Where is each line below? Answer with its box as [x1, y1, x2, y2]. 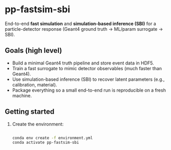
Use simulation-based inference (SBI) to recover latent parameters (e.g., [12, 76, 165, 82]
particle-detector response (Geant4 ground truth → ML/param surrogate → [5, 26, 163, 32]
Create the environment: [12, 121, 64, 127]
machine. [12, 92, 32, 98]
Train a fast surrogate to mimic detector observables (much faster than [12, 65, 162, 71]
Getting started [5, 108, 55, 116]
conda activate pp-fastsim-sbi [12, 140, 79, 145]
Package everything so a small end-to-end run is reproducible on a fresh [12, 87, 166, 93]
